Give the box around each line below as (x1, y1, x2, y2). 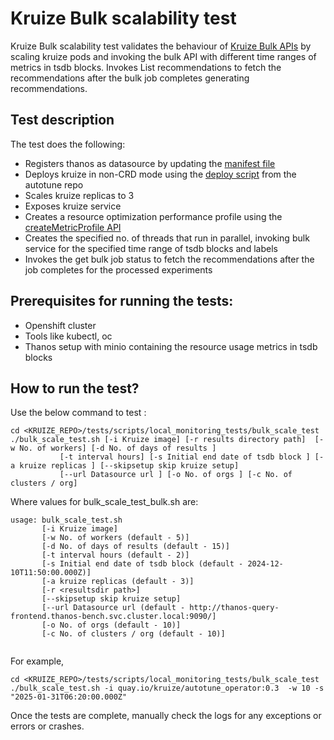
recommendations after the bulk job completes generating (10, 72, 250, 84)
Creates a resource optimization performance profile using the (24, 210, 283, 222)
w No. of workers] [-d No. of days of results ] (10, 443, 217, 454)
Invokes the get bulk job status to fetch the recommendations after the (24, 253, 315, 265)
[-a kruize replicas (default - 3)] (41, 577, 195, 587)
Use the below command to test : (10, 407, 147, 419)
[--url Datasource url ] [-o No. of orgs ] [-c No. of (59, 470, 293, 480)
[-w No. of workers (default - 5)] (41, 533, 190, 543)
